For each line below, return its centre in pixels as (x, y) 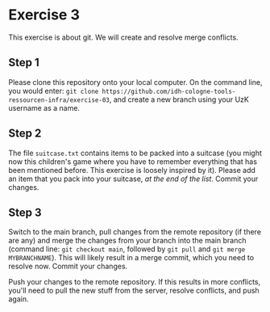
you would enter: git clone (54, 91)
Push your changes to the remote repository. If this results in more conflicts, (134, 282)
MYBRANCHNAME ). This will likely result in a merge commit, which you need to (131, 258)
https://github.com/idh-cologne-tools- (169, 91)
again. (19, 299)
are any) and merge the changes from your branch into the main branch (127, 241)
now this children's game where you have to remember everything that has (133, 161)
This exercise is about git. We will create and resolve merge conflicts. (124, 37)
